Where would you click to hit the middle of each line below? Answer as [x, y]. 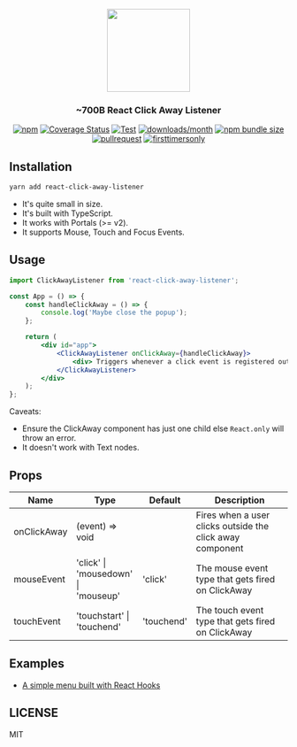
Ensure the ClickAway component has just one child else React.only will [153, 428]
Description [240, 500]
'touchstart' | [103, 615]
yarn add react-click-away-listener [76, 187]
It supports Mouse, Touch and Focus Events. [103, 232]
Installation [41, 167]
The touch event [230, 610]
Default [165, 500]
